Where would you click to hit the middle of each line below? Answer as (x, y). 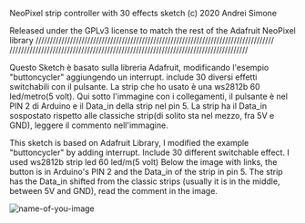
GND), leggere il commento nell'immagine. (89, 125)
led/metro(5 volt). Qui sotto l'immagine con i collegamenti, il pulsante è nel (149, 96)
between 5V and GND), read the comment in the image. (114, 191)
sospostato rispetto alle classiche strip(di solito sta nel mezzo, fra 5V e (142, 116)
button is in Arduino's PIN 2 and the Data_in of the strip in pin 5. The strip (147, 172)
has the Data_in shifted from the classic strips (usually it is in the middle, (145, 181)
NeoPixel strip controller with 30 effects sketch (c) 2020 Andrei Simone (143, 13)
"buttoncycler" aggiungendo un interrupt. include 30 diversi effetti (133, 77)
